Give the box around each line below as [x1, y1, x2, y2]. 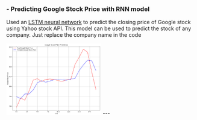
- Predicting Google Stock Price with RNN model [6, 5, 150, 13]
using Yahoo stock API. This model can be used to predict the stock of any [6, 25, 192, 32]
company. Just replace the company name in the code [6, 31, 142, 39]
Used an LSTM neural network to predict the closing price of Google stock [6, 19, 191, 26]
